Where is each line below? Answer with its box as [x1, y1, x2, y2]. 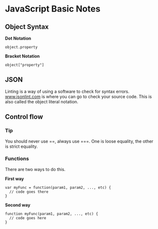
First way [5, 175, 24, 182]
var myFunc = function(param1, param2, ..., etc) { [5, 185, 111, 190]
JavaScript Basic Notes [5, 3, 101, 14]
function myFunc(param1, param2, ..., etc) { [5, 211, 98, 216]
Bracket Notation [5, 53, 40, 59]
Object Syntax [5, 23, 49, 31]
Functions [5, 156, 29, 162]
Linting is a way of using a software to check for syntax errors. [5, 88, 129, 94]
